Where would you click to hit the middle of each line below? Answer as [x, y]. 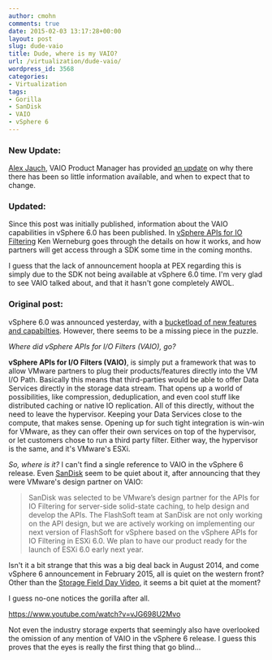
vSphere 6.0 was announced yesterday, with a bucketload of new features [133, 321]
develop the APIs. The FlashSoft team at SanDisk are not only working [145, 514]
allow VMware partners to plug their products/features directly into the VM [133, 370]
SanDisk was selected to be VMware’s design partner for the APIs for [144, 497]
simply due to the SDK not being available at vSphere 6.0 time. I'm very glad [136, 274]
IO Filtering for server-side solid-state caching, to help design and [139, 506]
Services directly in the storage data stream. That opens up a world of [125, 388]
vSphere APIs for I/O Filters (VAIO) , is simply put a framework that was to [132, 362]
